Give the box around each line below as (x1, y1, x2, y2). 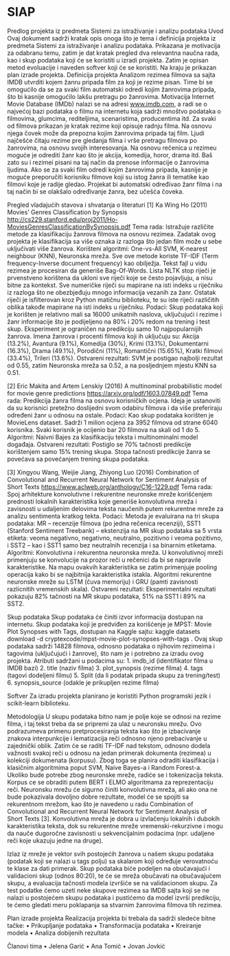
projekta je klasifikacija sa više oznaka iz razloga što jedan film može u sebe (7, 237, 222, 245)
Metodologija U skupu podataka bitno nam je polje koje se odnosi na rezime (7, 712, 221, 720)
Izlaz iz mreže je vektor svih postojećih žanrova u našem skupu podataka (7, 850, 214, 858)
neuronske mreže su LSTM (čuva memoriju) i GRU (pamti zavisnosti (7, 578, 198, 586)
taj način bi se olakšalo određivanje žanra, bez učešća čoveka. (7, 187, 184, 196)
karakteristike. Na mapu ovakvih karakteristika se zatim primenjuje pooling (7, 562, 218, 571)
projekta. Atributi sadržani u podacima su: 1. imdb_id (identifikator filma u (7, 657, 214, 665)
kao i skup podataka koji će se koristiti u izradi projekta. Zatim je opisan (7, 56, 209, 64)
